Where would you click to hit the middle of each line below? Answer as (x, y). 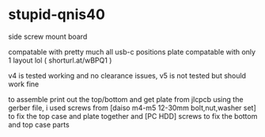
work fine (24, 84)
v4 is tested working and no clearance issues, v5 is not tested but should (127, 75)
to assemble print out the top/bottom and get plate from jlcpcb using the (126, 99)
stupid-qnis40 (57, 15)
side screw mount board (48, 36)
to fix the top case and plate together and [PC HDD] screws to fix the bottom (133, 116)
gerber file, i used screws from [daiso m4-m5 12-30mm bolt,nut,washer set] (132, 108)
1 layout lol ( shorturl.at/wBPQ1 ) (60, 60)
